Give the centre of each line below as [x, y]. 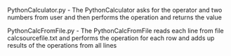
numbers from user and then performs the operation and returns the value [115, 17]
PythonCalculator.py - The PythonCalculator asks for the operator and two [115, 10]
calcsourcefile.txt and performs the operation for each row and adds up [111, 38]
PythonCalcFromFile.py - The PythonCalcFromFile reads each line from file [115, 31]
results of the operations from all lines [62, 45]
